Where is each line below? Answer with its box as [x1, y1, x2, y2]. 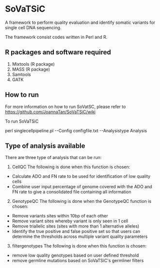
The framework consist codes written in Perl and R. [5, 34, 108, 40]
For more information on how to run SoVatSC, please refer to [5, 104, 126, 109]
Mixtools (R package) [12, 61, 55, 67]
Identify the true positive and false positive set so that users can [12, 229, 141, 234]
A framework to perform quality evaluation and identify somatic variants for [5, 19, 156, 25]
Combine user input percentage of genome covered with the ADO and [12, 184, 153, 190]
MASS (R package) [12, 66, 50, 72]
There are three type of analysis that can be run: [5, 155, 102, 161]
